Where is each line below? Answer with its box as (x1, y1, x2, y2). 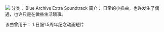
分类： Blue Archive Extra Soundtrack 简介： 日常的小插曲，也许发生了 (11, 5, 155, 11)
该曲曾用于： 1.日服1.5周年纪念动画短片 (5, 22, 84, 27)
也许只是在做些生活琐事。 (13, 11, 66, 17)
